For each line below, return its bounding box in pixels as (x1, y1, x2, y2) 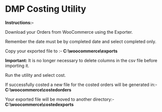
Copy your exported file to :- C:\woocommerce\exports (5, 48, 118, 54)
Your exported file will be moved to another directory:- (5, 96, 115, 102)
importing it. (5, 63, 29, 68)
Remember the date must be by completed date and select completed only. (5, 38, 157, 45)
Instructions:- (5, 20, 34, 25)
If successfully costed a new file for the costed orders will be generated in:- (5, 82, 158, 88)
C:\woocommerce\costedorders (5, 87, 72, 92)
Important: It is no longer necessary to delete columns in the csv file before (5, 57, 158, 63)
